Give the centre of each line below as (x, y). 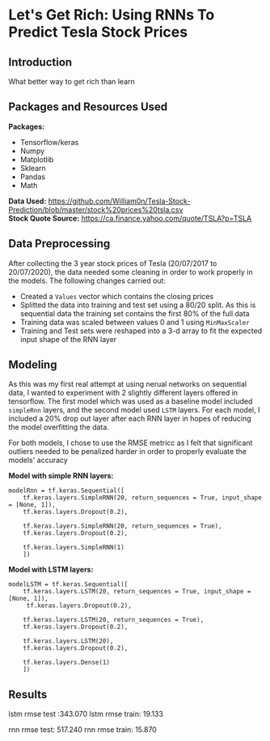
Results (28, 694)
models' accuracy (38, 460)
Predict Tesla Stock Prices (98, 32)
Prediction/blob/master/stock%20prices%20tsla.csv (96, 209)
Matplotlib (37, 159)
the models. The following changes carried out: (87, 281)
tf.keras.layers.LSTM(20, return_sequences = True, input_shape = (137, 592)
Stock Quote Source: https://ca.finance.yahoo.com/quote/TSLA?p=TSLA (130, 218)
